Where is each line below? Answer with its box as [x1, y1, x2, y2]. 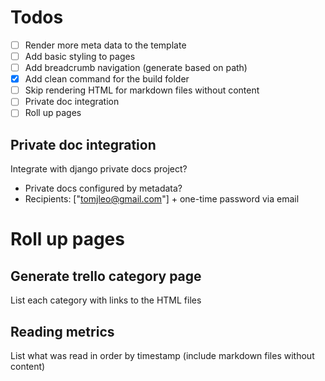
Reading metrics [10, 323, 115, 340]
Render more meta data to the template [24, 39, 187, 51]
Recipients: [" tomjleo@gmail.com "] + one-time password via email [24, 193, 300, 205]
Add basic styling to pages [24, 51, 136, 62]
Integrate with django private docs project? [10, 163, 188, 175]
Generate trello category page [10, 267, 202, 285]
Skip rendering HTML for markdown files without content [24, 84, 260, 96]
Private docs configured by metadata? [24, 182, 183, 195]
